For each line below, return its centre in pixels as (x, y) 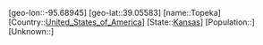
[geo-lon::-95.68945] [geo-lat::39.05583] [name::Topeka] (115, 13)
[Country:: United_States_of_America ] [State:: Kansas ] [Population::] (132, 22)
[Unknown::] (31, 31)
